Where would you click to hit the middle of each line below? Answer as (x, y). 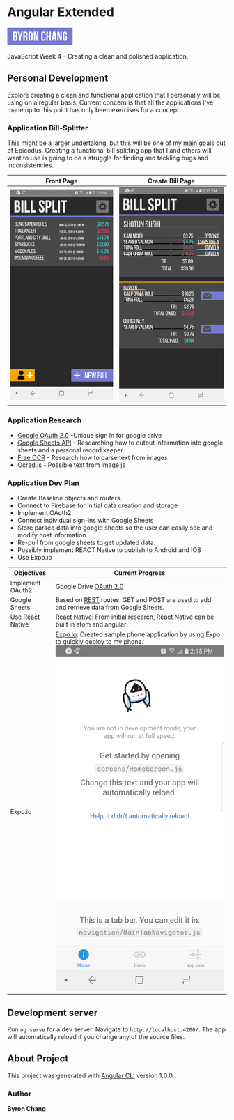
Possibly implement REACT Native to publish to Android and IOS (109, 550)
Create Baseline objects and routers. (70, 498)
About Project (38, 1059)
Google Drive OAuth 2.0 (89, 587)
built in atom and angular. (92, 624)
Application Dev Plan (44, 483)
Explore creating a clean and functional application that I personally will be (114, 95)
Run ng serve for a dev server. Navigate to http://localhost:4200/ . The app (117, 1029)
